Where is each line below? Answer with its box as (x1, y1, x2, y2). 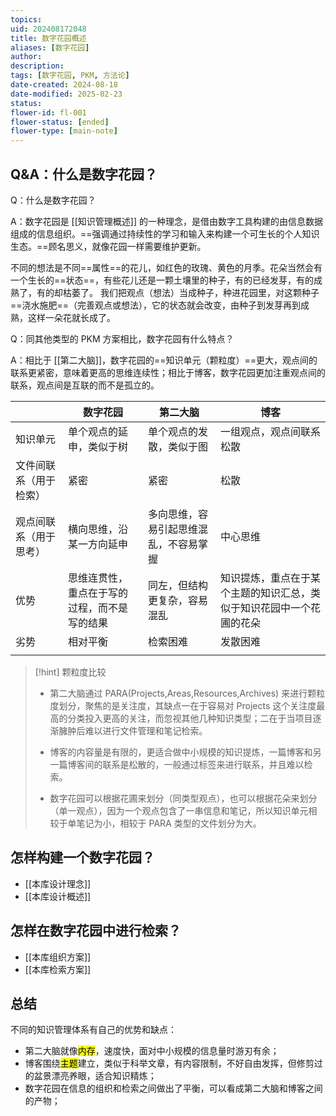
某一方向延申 (68, 537, 129, 551)
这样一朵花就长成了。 (27, 311, 116, 323)
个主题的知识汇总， (219, 586, 311, 600)
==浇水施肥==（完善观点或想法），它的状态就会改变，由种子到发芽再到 (10, 299, 302, 311)
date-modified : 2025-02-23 (10, 89, 123, 99)
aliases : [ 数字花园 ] (10, 42, 90, 53)
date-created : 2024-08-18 (10, 80, 118, 90)
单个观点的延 (68, 424, 129, 438)
